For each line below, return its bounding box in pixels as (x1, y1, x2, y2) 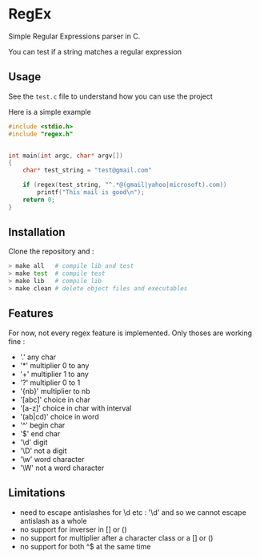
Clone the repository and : (8, 246, 94, 257)
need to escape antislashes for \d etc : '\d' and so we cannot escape (19, 507, 246, 517)
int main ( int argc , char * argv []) (8, 152, 124, 160)
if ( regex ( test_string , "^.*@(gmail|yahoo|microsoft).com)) (22, 181, 227, 189)
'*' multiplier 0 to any (19, 360, 90, 370)
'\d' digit (19, 437, 48, 447)
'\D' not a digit (19, 446, 67, 456)
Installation (8, 225, 66, 239)
